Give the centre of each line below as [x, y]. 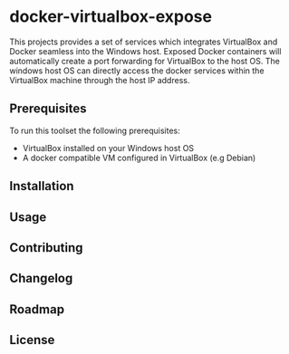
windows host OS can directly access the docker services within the [137, 71]
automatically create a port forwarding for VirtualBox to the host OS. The [145, 61]
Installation [42, 186]
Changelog [41, 278]
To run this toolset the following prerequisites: [95, 130]
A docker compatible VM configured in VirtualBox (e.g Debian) [139, 158]
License [32, 340]
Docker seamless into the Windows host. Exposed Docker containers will [145, 51]
